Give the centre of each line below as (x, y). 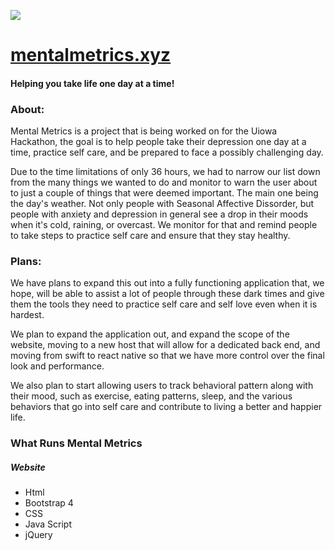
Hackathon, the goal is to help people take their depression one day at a (158, 142)
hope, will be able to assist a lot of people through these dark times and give (167, 294)
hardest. (27, 315)
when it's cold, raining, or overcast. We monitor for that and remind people (164, 225)
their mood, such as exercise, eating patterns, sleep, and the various (151, 396)
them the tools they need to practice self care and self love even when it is (164, 304)
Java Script (48, 524)
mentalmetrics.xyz (91, 55)
